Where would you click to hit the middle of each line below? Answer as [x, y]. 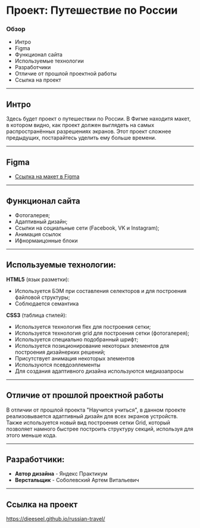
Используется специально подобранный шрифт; [76, 339]
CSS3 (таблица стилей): [37, 315]
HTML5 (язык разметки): [38, 279]
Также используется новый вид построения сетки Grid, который [88, 422]
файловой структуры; [42, 297]
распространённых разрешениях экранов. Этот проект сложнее [89, 131]
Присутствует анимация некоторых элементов [75, 358]
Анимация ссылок [38, 234]
